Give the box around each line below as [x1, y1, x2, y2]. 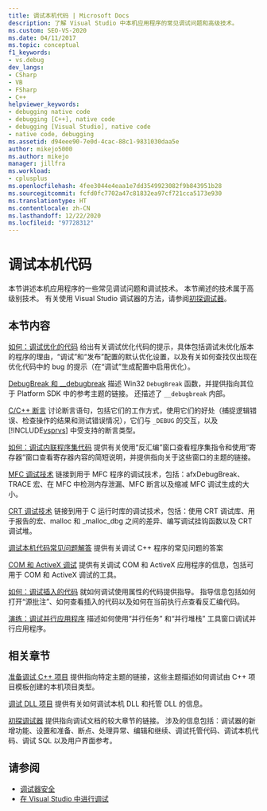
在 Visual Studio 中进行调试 [19, 793, 109, 803]
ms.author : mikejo [8, 152, 69, 160]
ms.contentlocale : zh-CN [8, 204, 91, 212]
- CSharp [8, 71, 37, 79]
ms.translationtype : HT [8, 197, 87, 205]
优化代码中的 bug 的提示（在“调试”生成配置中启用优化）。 [8, 362, 195, 371]
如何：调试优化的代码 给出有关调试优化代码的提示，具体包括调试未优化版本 [8, 342, 254, 351]
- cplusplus [8, 174, 48, 183]
